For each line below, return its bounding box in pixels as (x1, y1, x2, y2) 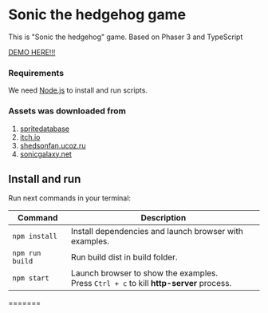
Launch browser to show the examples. (70, 267, 219, 279)
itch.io (19, 132, 41, 141)
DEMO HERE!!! (8, 47, 56, 57)
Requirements (8, 67, 65, 78)
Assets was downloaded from (8, 105, 126, 117)
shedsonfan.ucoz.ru (19, 141, 86, 150)
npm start (12, 274, 49, 283)
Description (140, 212, 187, 224)
